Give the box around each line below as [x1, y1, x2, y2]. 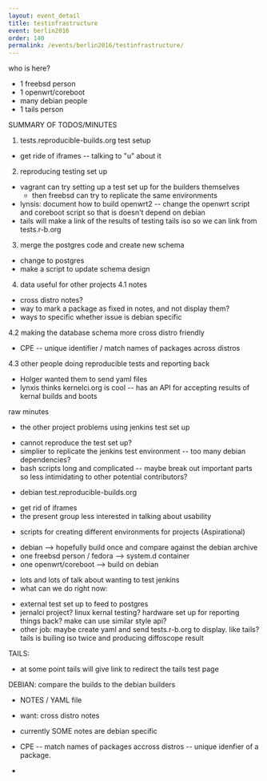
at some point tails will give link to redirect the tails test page [19, 664, 220, 674]
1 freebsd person [19, 79, 76, 89]
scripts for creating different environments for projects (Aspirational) [19, 527, 245, 537]
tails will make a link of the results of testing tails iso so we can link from [19, 216, 257, 226]
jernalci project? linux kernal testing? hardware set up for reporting [19, 608, 240, 618]
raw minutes [8, 407, 50, 417]
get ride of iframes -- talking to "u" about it [19, 151, 161, 161]
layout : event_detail [8, 11, 81, 20]
